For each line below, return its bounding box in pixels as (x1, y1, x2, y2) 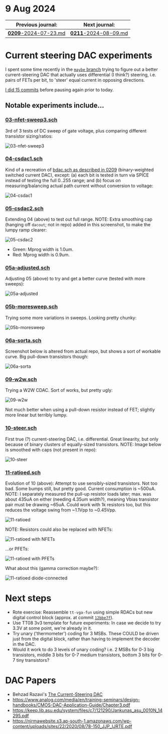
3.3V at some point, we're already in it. (12, 625, 92, 631)
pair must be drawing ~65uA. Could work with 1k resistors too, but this (5, 501, 151, 507)
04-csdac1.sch (5, 155, 43, 162)
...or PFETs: (5, 545, 29, 552)
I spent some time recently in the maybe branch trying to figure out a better (5, 66, 158, 72)
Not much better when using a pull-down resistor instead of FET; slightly (5, 407, 155, 413)
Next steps (5, 593, 52, 604)
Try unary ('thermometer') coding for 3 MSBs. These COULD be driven (12, 630, 159, 636)
